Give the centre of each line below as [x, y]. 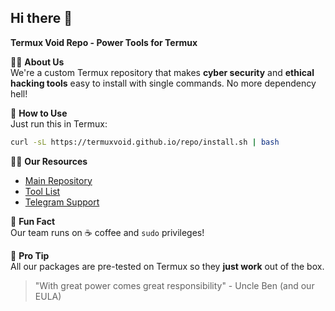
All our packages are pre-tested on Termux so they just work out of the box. [167, 266]
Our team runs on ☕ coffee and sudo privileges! [107, 232]
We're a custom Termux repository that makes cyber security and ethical [162, 72]
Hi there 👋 [41, 18]
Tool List [42, 191]
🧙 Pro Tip [30, 255]
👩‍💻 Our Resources [49, 161]
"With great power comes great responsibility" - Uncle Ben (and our [174, 285]
